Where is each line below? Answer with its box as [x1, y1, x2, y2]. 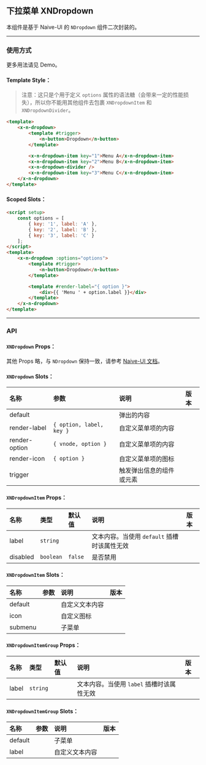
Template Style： [6, 76, 51, 84]
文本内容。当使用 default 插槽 [91, 532, 179, 541]
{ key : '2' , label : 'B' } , [28, 226, 97, 232]
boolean [39, 553, 63, 560]
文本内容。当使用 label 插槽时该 [77, 680, 170, 688]
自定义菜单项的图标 [118, 454, 175, 463]
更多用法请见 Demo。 [6, 61, 61, 69]
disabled [9, 552, 34, 561]
